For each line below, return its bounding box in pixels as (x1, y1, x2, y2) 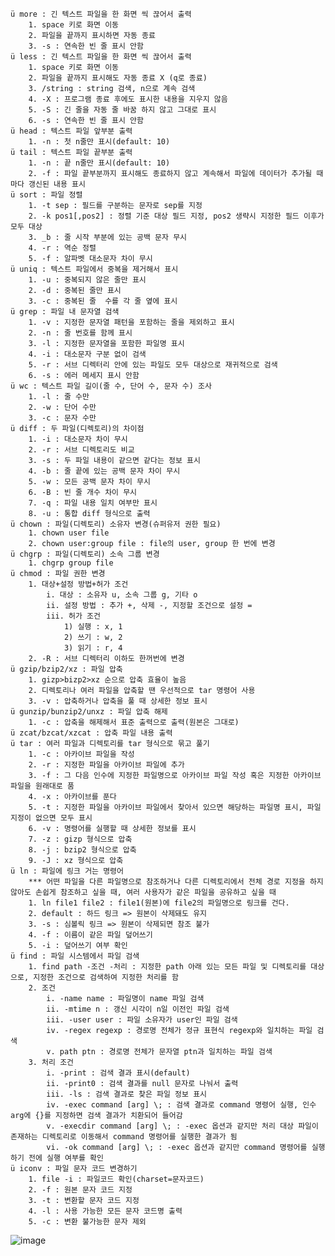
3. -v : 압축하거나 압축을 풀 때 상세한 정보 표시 (28, 696, 208, 706)
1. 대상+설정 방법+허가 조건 (28, 579, 129, 589)
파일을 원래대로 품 (10, 781, 75, 791)
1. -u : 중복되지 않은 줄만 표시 (28, 275, 147, 285)
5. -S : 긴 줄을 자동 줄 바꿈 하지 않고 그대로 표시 (28, 105, 217, 115)
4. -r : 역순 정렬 (28, 243, 97, 253)
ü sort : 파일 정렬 (10, 190, 83, 200)
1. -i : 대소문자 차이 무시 (28, 434, 128, 444)
